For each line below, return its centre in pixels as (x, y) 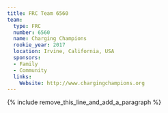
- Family (26, 64)
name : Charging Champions (50, 39)
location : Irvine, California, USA (64, 52)
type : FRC (27, 26)
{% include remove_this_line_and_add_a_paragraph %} (84, 102)
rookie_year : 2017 (40, 45)
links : (23, 77)
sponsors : (27, 58)
